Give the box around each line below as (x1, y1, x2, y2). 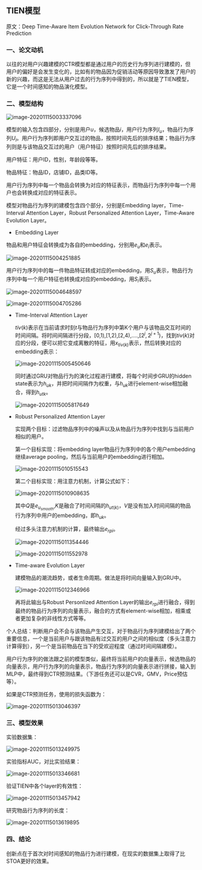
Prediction (6, 29, 32, 37)
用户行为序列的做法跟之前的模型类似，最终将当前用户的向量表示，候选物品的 (6, 655, 196, 663)
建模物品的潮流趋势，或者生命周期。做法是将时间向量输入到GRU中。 (14, 574, 185, 581)
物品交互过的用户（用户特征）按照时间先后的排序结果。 (32, 143, 170, 150)
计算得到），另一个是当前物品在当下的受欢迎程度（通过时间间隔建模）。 (6, 642, 180, 649)
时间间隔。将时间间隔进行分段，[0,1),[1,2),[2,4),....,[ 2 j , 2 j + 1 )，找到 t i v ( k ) (14, 331, 189, 339)
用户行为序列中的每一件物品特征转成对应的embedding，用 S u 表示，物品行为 (6, 266, 194, 275)
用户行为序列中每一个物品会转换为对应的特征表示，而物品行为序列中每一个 (6, 182, 191, 188)
